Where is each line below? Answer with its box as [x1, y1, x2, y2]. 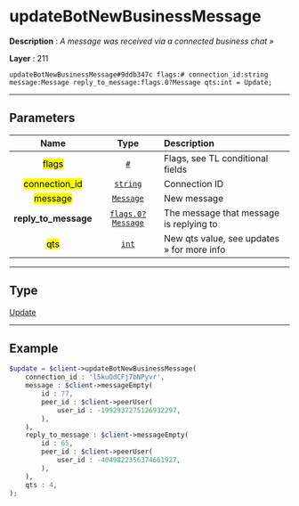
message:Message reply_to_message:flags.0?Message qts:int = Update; [9, 78, 273, 86]
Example [9, 340, 59, 355]
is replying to [163, 217, 218, 230]
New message [163, 192, 224, 204]
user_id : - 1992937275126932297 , [56, 405, 181, 415]
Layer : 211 [9, 53, 49, 63]
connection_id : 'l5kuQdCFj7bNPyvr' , [25, 372, 166, 382]
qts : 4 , [25, 480, 58, 489]
